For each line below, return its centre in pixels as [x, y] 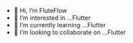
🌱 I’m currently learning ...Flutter [60, 25]
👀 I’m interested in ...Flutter [52, 18]
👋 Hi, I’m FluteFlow [40, 11]
